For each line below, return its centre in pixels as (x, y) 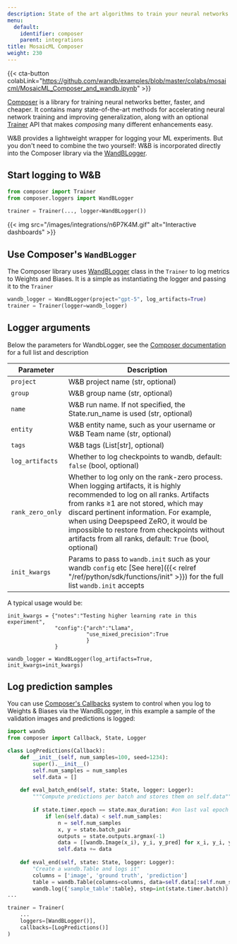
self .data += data (85, 849)
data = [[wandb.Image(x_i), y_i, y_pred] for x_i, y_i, (141, 843)
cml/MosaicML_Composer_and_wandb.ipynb (72, 88)
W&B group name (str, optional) (120, 393)
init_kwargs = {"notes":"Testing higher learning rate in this (102, 616)
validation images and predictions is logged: (71, 719)
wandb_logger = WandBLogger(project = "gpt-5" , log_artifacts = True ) (107, 299)
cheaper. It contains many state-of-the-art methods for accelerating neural (116, 109)
